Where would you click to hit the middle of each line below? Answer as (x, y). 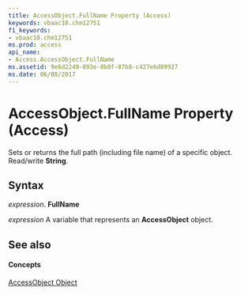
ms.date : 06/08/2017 (42, 74)
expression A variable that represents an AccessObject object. (111, 220)
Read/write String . (38, 161)
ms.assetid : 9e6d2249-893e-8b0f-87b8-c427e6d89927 (93, 67)
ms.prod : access (35, 45)
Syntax (26, 185)
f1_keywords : (30, 30)
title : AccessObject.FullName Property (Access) (90, 15)
